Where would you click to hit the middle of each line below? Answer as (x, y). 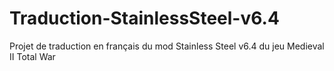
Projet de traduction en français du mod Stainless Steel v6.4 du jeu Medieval (167, 46)
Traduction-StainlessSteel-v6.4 (144, 18)
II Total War (32, 56)
